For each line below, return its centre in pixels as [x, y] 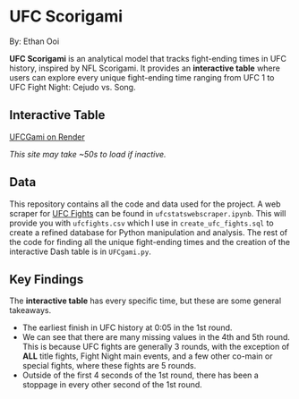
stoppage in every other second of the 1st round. [112, 385]
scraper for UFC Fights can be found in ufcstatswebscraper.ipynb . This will [148, 213]
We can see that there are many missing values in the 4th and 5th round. [156, 337]
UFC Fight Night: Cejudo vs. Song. [73, 87]
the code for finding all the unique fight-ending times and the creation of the [150, 242]
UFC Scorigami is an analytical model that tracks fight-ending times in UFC [148, 58]
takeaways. [30, 310]
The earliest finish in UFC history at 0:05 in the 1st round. [127, 327]
